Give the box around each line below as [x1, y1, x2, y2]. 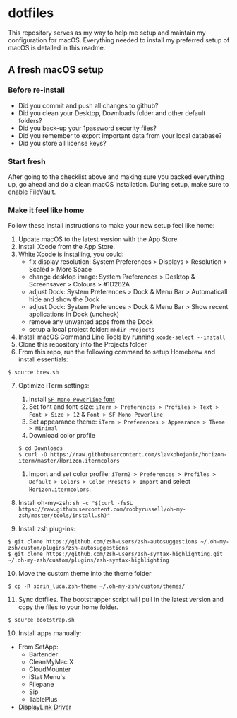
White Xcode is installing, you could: [18, 250, 124, 259]
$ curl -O [18, 451, 48, 458]
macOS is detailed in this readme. [8, 43, 106, 52]
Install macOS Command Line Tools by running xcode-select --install [18, 332, 226, 341]
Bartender [28, 650, 59, 659]
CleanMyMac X [28, 658, 74, 666]
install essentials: [18, 355, 69, 364]
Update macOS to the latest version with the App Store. [18, 235, 179, 243]
